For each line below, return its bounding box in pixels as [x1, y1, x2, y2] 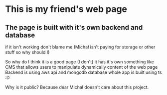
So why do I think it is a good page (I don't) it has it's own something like [5, 59, 155, 65]
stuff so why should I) [5, 49, 50, 55]
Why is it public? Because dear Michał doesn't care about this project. [5, 84, 149, 90]
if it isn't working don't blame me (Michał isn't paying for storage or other [5, 44, 156, 50]
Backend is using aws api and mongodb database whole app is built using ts [5, 69, 162, 75]
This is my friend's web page [5, 3, 128, 15]
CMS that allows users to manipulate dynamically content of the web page [5, 64, 158, 70]
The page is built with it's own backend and [5, 23, 143, 32]
